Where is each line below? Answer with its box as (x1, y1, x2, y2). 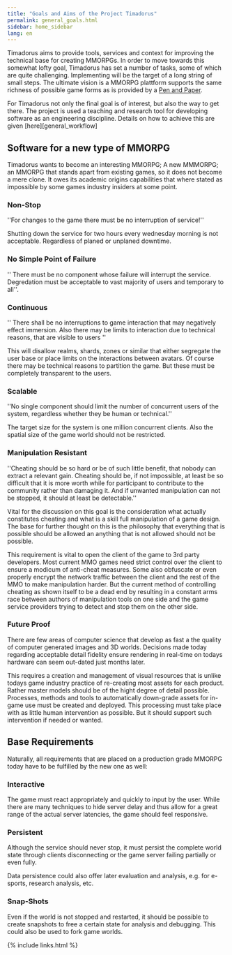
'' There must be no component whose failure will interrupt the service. (7, 270, 211, 279)
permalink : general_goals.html (7, 17, 98, 24)
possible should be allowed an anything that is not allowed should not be (7, 529, 216, 538)
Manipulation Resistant (7, 448, 88, 458)
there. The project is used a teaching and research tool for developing (7, 107, 208, 115)
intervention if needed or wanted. (7, 716, 103, 724)
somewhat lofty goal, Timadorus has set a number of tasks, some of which (7, 64, 222, 72)
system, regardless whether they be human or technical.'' (7, 410, 173, 418)
